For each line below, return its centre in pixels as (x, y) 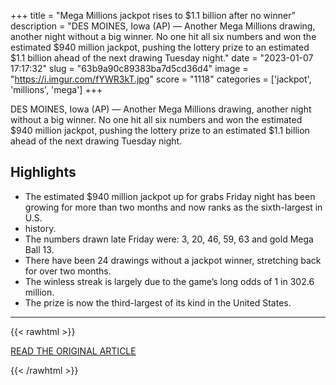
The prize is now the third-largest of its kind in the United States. (158, 302)
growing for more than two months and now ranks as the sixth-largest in (173, 207)
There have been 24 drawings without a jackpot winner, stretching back (173, 260)
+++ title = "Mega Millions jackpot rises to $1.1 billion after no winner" (153, 15)
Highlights (43, 172)
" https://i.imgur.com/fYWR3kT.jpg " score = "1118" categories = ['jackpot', (161, 79)
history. (40, 228)
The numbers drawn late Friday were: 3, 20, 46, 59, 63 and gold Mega (169, 239)
